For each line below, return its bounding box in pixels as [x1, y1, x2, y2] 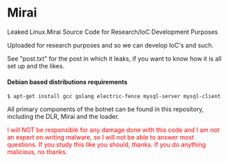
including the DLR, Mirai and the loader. [7, 113, 120, 121]
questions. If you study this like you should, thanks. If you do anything [7, 140, 206, 149]
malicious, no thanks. [7, 148, 68, 156]
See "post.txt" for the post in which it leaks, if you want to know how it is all [7, 54, 222, 63]
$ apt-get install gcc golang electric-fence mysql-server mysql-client [7, 93, 221, 100]
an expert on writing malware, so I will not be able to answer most [7, 133, 195, 142]
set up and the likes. [7, 61, 65, 70]
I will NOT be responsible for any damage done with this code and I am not [7, 126, 220, 134]
